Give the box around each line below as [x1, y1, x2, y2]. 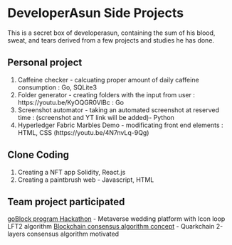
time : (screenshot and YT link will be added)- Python [17, 113, 174, 121]
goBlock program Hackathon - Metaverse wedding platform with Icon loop [7, 214, 226, 223]
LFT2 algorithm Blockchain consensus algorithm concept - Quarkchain [7, 222, 215, 231]
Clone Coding [7, 149, 70, 161]
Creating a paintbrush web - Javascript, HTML [17, 175, 154, 184]
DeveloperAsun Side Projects [7, 5, 184, 21]
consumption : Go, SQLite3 [17, 83, 97, 92]
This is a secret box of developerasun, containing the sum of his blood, [7, 28, 216, 37]
